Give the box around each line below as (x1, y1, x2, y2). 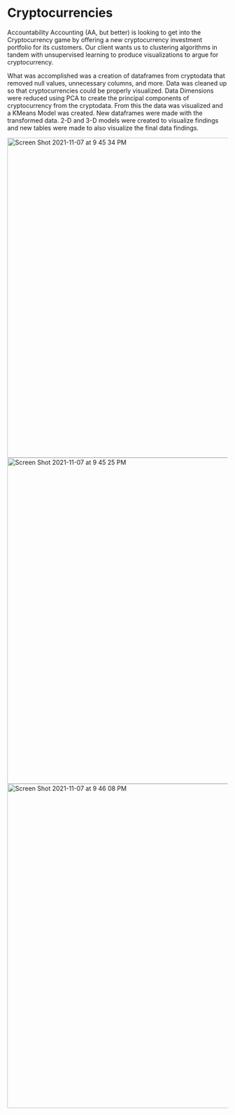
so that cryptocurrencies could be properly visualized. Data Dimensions (7, 86, 214, 95)
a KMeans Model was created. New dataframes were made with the (7, 109, 203, 117)
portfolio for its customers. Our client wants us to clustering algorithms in (7, 43, 218, 51)
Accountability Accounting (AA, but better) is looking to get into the (7, 28, 201, 36)
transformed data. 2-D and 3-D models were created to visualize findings (7, 116, 219, 124)
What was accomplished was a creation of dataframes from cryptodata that (7, 72, 225, 80)
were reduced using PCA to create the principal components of (7, 93, 190, 102)
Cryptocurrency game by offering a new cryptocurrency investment (7, 35, 203, 43)
